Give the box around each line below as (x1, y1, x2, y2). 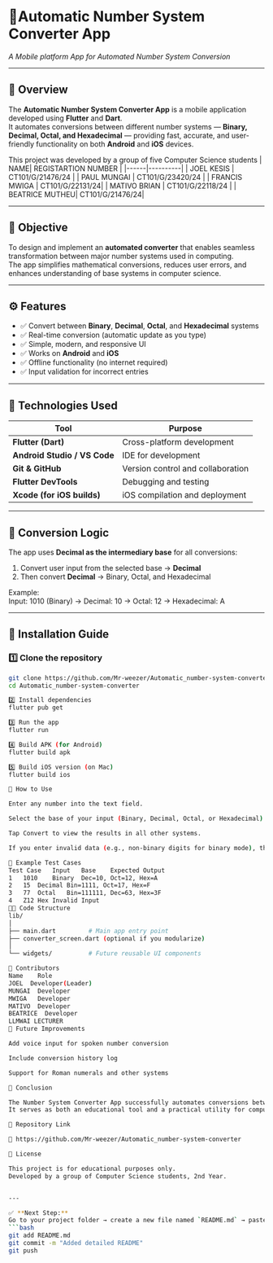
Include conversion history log (8, 1054, 118, 1062)
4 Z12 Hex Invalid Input (8, 897, 100, 905)
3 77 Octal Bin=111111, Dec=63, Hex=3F (8, 889, 162, 897)
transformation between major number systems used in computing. (8, 251, 234, 261)
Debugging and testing (121, 476, 210, 488)
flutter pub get (8, 704, 63, 712)
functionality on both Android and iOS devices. (36, 138, 194, 149)
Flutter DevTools (12, 476, 78, 488)
